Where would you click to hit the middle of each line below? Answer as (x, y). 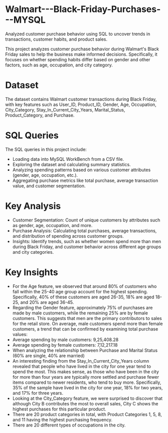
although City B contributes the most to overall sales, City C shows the (86, 403)
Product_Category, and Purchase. (40, 115)
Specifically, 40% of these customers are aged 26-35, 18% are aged (83, 297)
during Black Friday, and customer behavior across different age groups (87, 247)
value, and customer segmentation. (49, 186)
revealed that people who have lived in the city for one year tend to (82, 366)
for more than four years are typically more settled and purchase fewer (86, 377)
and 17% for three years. (38, 393)
